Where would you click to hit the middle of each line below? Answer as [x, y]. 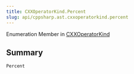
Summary [25, 52]
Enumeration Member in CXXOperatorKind [58, 34]
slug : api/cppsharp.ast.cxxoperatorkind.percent [67, 17]
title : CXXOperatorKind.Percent [46, 12]
